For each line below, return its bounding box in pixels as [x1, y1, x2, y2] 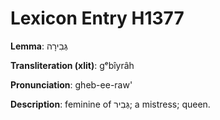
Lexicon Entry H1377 [10, 7, 185, 30]
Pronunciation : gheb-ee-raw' [10, 78, 133, 91]
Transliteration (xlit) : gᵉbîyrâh [10, 59, 135, 71]
